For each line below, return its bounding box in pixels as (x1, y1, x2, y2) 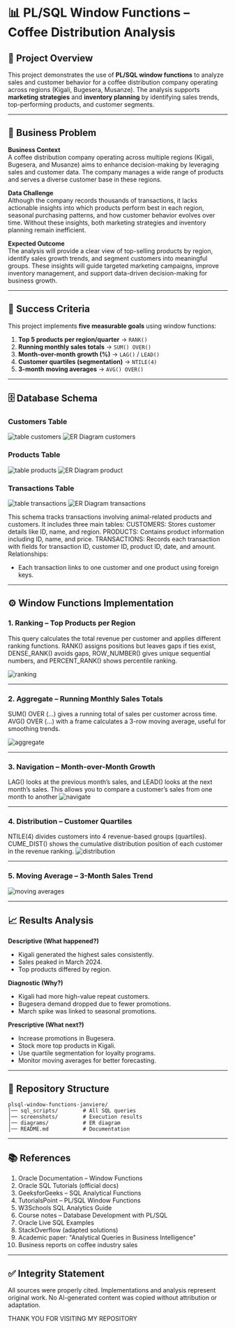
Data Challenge (8, 188, 54, 197)
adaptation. (8, 1301, 41, 1309)
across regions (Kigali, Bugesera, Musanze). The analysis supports (8, 86, 200, 93)
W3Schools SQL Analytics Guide (17, 1204, 112, 1212)
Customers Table (8, 416, 68, 426)
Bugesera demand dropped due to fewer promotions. (17, 999, 172, 1008)
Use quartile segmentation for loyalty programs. (17, 1048, 156, 1057)
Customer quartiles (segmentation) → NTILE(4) (17, 357, 158, 365)
